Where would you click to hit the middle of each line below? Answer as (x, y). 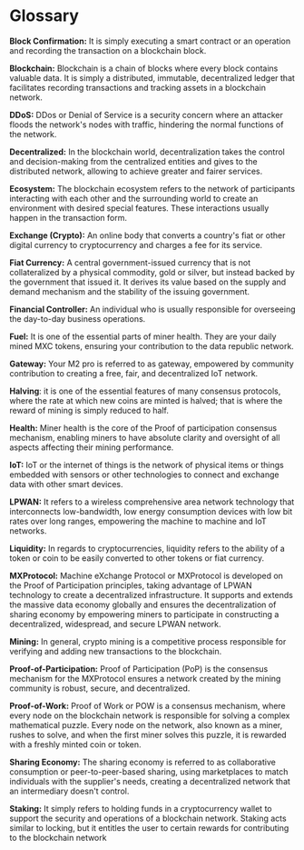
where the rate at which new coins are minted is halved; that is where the (146, 400)
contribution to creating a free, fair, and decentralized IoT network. (134, 373)
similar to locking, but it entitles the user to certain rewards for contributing (149, 827)
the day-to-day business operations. (78, 318)
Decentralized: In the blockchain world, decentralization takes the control (147, 152)
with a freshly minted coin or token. (76, 744)
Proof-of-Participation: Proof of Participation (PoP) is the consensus (139, 668)
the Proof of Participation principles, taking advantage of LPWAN (131, 585)
